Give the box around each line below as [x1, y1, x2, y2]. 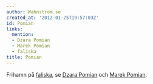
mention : [12, 32, 34, 38]
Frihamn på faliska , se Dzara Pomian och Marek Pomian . [6, 71, 148, 78]
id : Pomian [6, 20, 34, 26]
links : [6, 26, 23, 32]
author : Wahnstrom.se [6, 9, 61, 15]
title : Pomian [6, 54, 42, 60]
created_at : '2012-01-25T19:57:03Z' [6, 15, 99, 21]
